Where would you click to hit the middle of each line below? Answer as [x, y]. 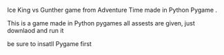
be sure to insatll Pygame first [49, 44]
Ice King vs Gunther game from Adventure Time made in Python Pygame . [112, 10]
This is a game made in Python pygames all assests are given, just [101, 23]
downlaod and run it [35, 31]
